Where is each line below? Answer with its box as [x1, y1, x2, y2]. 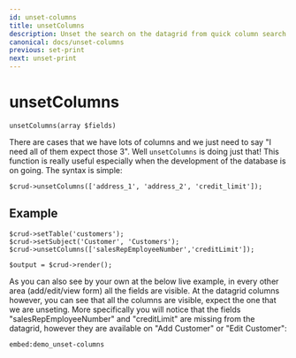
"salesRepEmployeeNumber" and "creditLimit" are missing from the [9, 313, 255, 324]
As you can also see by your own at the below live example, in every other [9, 276, 279, 286]
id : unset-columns [9, 12, 77, 22]
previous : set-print [9, 46, 86, 55]
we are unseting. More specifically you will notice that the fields [9, 304, 241, 315]
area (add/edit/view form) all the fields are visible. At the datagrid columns [9, 285, 280, 296]
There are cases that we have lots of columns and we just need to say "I [9, 136, 272, 147]
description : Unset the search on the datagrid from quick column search [9, 29, 287, 38]
